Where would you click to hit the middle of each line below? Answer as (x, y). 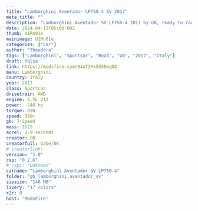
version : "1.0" (25, 154)
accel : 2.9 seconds (30, 133)
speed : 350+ (21, 116)
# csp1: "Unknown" (29, 165)
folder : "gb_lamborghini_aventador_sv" (55, 177)
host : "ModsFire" (27, 199)
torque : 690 (21, 111)
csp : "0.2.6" (22, 160)
